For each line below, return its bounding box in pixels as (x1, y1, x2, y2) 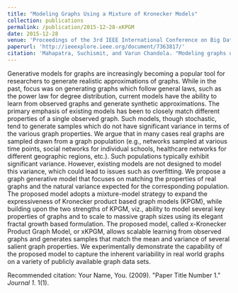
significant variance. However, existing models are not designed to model (7, 159, 222, 168)
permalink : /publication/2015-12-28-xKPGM (7, 23, 135, 30)
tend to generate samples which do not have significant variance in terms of (7, 122, 229, 130)
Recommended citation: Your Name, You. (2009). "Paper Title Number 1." (7, 270, 221, 280)
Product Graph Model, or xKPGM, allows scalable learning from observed (7, 227, 222, 236)
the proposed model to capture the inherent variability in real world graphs (7, 249, 225, 258)
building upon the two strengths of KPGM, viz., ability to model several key (7, 205, 225, 213)
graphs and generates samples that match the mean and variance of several (7, 234, 230, 243)
